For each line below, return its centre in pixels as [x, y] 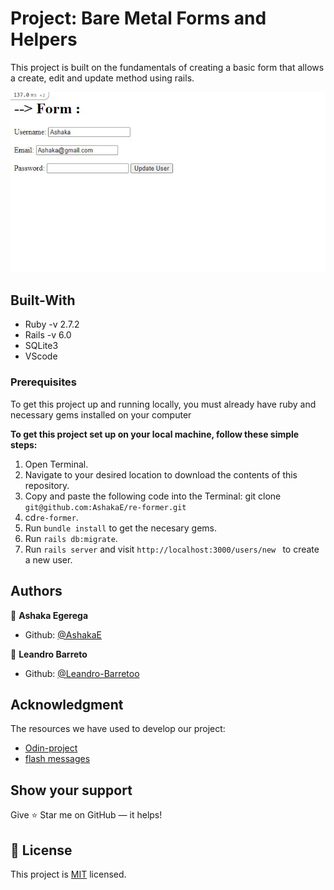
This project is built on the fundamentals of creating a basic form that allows [167, 67]
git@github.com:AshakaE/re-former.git [105, 507]
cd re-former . [51, 517]
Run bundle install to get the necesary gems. [121, 528]
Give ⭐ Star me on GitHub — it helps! [86, 815]
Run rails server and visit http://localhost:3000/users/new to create [172, 549]
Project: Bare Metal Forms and [138, 18]
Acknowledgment [67, 704]
